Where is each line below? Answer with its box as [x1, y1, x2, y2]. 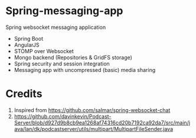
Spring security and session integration [14, 60, 110, 67]
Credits [5, 87, 43, 101]
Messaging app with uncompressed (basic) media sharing [14, 66, 156, 73]
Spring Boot [14, 35, 44, 42]
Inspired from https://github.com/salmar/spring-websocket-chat [14, 106, 171, 113]
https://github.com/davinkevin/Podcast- [14, 113, 112, 120]
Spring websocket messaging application [5, 24, 106, 31]
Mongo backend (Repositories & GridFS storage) [14, 54, 132, 61]
